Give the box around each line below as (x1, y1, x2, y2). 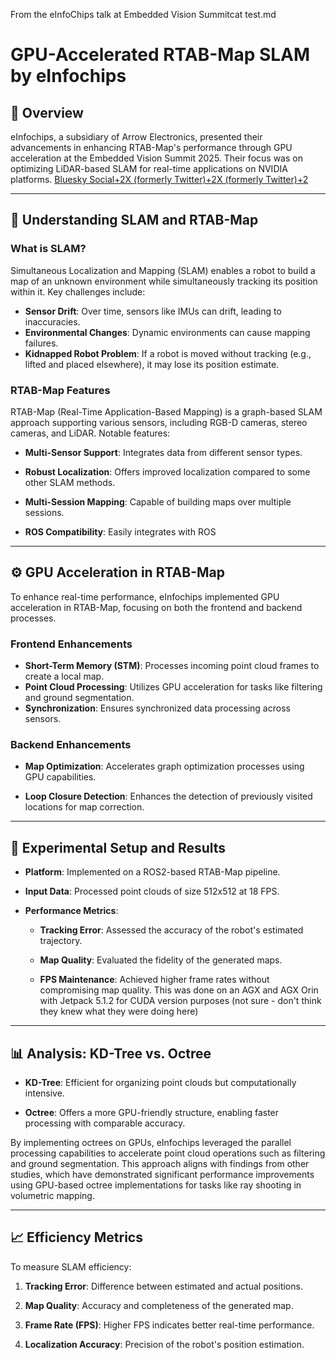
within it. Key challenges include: (10, 285, 146, 298)
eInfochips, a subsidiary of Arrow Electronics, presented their (10, 131, 263, 143)
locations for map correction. (24, 801, 145, 813)
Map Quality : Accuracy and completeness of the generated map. (24, 1299, 294, 1311)
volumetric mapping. (10, 1190, 95, 1202)
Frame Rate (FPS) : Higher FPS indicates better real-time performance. (24, 1319, 315, 1331)
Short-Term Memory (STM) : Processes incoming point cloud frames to (24, 660, 320, 672)
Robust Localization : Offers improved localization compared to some (24, 465, 311, 478)
